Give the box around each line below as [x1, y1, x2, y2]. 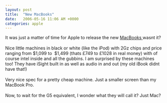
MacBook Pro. [5, 82, 34, 88]
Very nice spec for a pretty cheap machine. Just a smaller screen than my [5, 77, 157, 83]
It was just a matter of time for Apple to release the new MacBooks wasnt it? [5, 35, 162, 41]
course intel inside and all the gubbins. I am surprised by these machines [5, 55, 155, 62]
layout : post [5, 7, 32, 12]
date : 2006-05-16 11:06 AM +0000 [5, 16, 79, 21]
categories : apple [5, 21, 43, 26]
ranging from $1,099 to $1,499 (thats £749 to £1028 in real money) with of [5, 51, 158, 56]
